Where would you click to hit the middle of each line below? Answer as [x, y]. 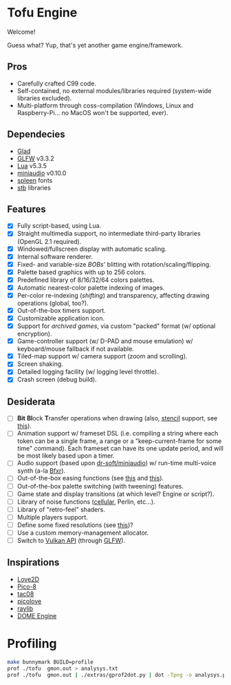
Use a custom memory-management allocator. [83, 533]
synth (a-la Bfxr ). [41, 471]
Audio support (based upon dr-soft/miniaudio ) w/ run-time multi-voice [117, 463]
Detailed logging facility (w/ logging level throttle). [88, 372]
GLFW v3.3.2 [35, 158]
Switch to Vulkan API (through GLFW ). [71, 540]
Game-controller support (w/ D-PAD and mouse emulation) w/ [105, 341]
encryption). [34, 334]
